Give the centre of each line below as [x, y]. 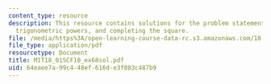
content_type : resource [48, 16]
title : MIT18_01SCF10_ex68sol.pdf [67, 61]
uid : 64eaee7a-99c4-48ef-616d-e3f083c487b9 [83, 68]
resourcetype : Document [48, 53]
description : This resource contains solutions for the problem [119, 23]
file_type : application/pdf [56, 46]
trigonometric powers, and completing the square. [102, 30]
